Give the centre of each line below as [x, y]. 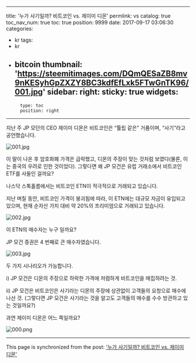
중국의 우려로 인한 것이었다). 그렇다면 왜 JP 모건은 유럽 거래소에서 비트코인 [97, 166]
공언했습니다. [21, 135]
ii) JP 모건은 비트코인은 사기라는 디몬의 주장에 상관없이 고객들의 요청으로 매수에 [96, 290]
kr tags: [24, 40]
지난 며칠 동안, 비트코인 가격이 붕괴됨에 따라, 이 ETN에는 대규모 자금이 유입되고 [96, 198]
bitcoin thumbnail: [48, 65]
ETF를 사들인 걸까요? [30, 173]
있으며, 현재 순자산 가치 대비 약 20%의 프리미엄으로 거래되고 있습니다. [85, 206]
